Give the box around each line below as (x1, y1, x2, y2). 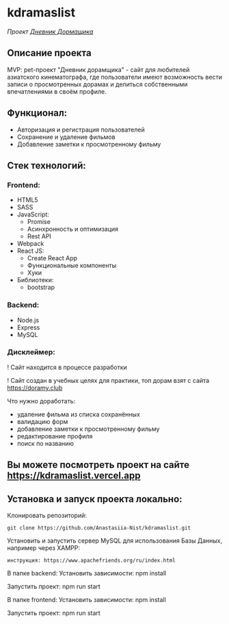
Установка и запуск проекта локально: (7, 493, 183, 505)
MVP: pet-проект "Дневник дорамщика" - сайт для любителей (7, 65, 190, 73)
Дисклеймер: (7, 347, 56, 357)
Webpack (16, 240, 44, 248)
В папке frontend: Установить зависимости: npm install (7, 596, 166, 604)
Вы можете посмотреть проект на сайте (7, 459, 190, 471)
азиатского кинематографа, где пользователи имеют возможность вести (7, 73, 222, 81)
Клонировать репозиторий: (7, 512, 87, 520)
